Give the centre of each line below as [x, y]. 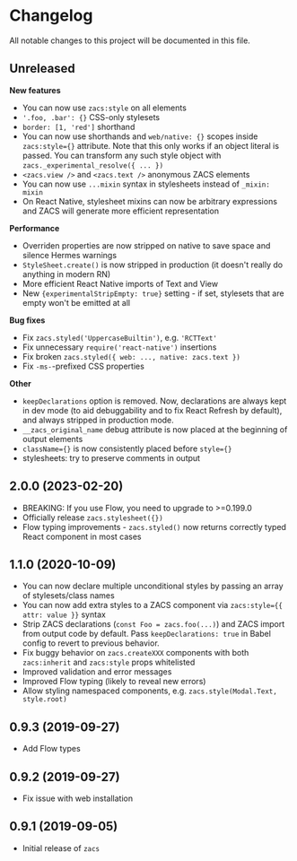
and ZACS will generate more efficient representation [121, 211]
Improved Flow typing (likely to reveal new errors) [114, 682]
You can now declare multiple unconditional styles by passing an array [153, 586]
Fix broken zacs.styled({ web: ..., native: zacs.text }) [131, 356]
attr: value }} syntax [64, 614]
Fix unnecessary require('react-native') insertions [119, 347]
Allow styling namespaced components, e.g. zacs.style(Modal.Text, [150, 691]
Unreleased [43, 69]
